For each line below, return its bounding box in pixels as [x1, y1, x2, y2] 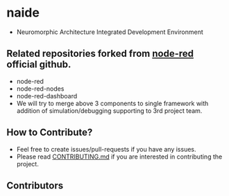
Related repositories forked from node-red [6, 48, 194, 60]
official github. [6, 59, 71, 71]
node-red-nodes [16, 84, 65, 93]
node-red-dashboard [16, 91, 78, 100]
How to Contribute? [6, 127, 93, 139]
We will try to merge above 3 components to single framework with [16, 99, 209, 107]
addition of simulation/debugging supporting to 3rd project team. [16, 106, 203, 115]
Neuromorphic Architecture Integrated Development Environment [16, 28, 204, 36]
